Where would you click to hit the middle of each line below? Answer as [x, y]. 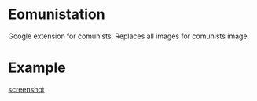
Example [37, 68]
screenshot [26, 89]
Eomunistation [57, 14]
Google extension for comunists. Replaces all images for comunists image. [129, 36]
